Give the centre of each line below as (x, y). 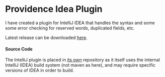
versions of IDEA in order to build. (40, 71)
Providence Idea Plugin (54, 9)
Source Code (19, 49)
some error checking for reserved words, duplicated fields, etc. (70, 28)
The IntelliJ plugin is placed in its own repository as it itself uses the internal (82, 60)
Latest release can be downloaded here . (46, 38)
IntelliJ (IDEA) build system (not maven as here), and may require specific (80, 65)
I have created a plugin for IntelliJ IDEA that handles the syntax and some (80, 23)
